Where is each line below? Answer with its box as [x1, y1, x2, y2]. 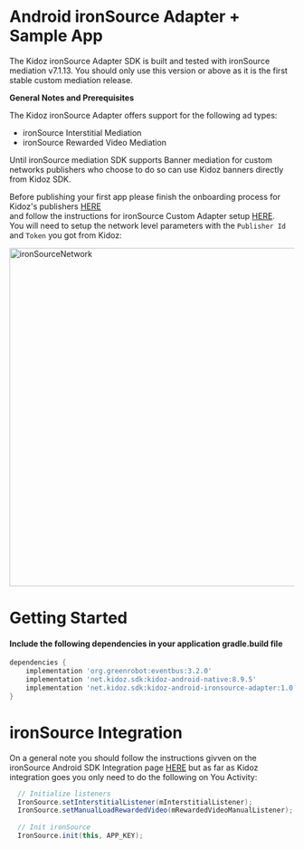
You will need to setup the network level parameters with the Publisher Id [9, 220, 287, 231]
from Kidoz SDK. [9, 174, 71, 185]
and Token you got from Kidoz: [9, 229, 122, 241]
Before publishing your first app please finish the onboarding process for [9, 191, 281, 202]
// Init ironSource [17, 823, 91, 832]
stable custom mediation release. [9, 74, 133, 85]
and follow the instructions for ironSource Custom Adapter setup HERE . [9, 210, 276, 221]
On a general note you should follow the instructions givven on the [9, 752, 258, 763]
